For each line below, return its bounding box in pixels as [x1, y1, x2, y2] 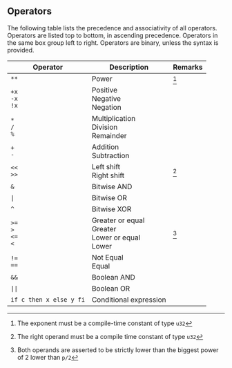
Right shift [91, 171, 125, 180]
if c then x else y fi [10, 296, 85, 303]
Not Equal [91, 252, 124, 262]
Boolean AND [91, 272, 136, 282]
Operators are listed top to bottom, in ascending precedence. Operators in [7, 31, 218, 39]
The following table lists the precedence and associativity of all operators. [7, 23, 217, 32]
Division [91, 122, 118, 132]
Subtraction [91, 151, 130, 160]
